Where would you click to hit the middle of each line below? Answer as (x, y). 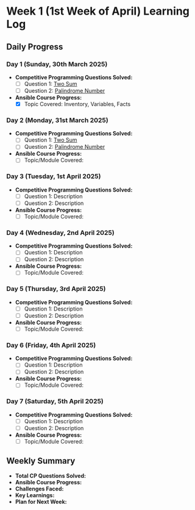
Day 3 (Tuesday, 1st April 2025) (54, 176)
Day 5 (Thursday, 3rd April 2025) (56, 289)
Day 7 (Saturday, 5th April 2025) (55, 401)
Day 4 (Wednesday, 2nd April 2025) (60, 232)
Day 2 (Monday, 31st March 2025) (57, 120)
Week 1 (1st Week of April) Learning (98, 11)
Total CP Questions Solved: (51, 476)
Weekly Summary (41, 461)
